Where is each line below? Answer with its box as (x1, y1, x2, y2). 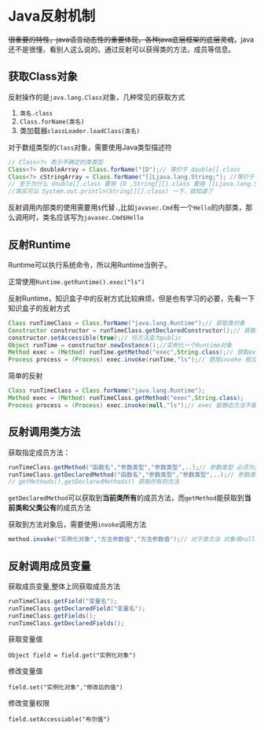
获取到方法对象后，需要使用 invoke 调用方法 (8, 520, 147, 529)
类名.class (19, 109, 53, 117)
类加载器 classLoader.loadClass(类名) (19, 125, 141, 135)
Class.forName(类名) (19, 117, 85, 126)
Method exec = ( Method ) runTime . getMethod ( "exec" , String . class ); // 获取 (8, 348, 249, 357)
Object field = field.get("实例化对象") (8, 651, 136, 660)
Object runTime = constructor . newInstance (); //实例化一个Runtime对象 (8, 341, 233, 349)
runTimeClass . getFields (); (8, 612, 97, 620)
